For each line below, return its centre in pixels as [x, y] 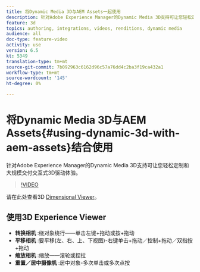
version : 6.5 [22, 51]
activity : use [24, 45]
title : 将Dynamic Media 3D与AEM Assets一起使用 [63, 12]
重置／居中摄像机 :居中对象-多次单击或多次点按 [72, 262]
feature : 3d [21, 23]
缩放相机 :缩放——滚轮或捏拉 [50, 255]
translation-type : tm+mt [37, 61]
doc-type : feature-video [37, 39]
